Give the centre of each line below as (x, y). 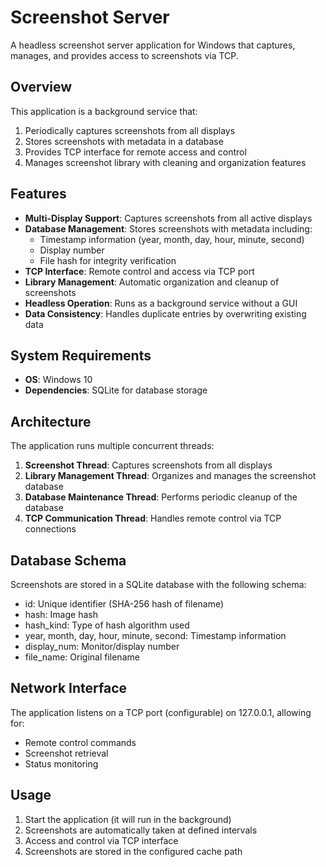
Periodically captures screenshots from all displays (130, 130)
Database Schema (68, 560)
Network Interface (69, 688)
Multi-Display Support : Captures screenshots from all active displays (168, 218)
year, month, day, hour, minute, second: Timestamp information (155, 635)
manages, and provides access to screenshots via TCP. (124, 55)
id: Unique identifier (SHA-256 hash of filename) (124, 604)
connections (50, 529)
